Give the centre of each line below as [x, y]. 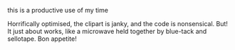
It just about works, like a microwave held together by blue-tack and [107, 31]
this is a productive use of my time [58, 10]
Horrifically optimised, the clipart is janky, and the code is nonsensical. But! [117, 24]
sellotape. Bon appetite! [42, 39]
